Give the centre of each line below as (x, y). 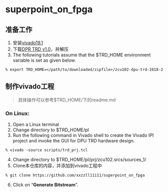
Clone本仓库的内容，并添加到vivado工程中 (57, 166)
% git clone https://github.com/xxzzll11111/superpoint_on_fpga (75, 175)
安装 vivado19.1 (28, 43)
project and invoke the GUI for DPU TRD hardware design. (74, 141)
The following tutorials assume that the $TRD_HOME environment (82, 55)
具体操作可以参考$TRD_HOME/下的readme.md (67, 100)
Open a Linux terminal (36, 125)
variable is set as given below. (44, 60)
